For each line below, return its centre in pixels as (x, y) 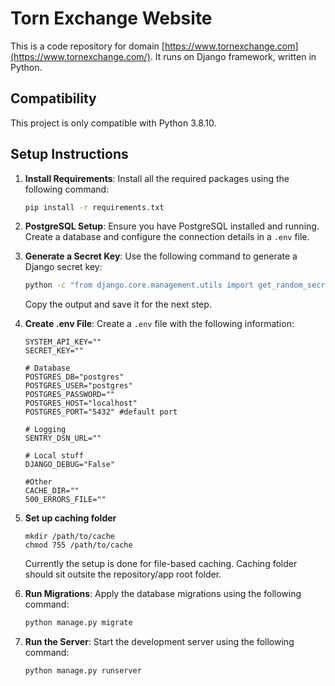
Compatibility (53, 98)
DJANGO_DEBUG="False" (69, 465)
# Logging (45, 430)
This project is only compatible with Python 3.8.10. (113, 123)
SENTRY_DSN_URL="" (63, 438)
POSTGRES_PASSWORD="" (69, 395)
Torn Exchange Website (111, 18)
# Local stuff (54, 456)
